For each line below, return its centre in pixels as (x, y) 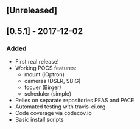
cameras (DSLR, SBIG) (52, 81)
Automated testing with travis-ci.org (60, 107)
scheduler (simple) (48, 94)
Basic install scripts (39, 120)
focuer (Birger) (43, 87)
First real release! (37, 62)
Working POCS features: (46, 68)
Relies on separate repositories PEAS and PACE (75, 101)
